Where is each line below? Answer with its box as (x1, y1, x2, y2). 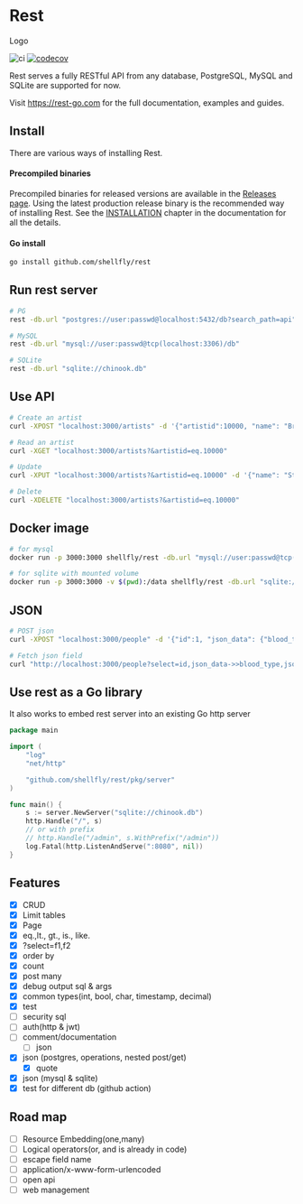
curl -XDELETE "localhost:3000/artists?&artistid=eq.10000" (9, 495, 241, 505)
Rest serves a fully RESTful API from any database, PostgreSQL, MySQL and (9, 69, 293, 81)
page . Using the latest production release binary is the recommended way (9, 198, 285, 208)
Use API (9, 389, 55, 404)
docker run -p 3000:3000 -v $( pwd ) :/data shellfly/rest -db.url (9, 578, 256, 587)
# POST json (9, 626, 54, 636)
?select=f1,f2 (22, 940, 71, 950)
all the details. (9, 217, 61, 227)
